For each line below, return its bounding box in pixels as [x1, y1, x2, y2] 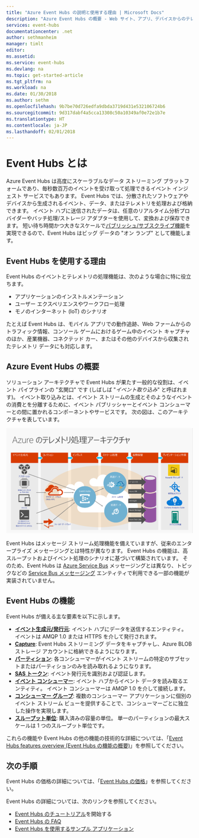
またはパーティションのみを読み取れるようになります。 [20, 662, 155, 669]
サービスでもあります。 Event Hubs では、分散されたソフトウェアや [23, 192, 189, 200]
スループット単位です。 [51, 722, 108, 729]
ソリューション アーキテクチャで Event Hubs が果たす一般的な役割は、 [6, 378, 179, 385]
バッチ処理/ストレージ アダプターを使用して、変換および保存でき [31, 214, 191, 222]
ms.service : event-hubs [6, 59, 65, 65]
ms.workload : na [6, 85, 46, 91]
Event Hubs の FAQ [14, 818, 62, 825]
